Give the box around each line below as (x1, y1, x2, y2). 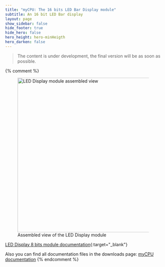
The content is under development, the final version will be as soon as (17, 53, 161, 59)
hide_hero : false (5, 30, 41, 35)
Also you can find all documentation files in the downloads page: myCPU (5, 251, 154, 257)
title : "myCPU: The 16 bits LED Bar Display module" (5, 7, 116, 12)
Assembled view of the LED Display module (17, 232, 107, 238)
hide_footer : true (5, 26, 43, 31)
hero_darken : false (5, 40, 46, 44)
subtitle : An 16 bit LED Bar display (5, 12, 83, 17)
